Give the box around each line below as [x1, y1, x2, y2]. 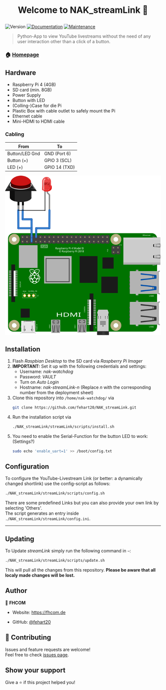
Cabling [5, 131, 25, 138]
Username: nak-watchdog [19, 369, 74, 374]
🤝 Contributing [5, 634, 51, 642]
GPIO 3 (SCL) [44, 158, 72, 163]
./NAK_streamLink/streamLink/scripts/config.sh [5, 491, 105, 496]
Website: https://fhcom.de [12, 609, 66, 615]
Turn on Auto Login [19, 379, 59, 385]
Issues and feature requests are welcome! [5, 646, 90, 652]
